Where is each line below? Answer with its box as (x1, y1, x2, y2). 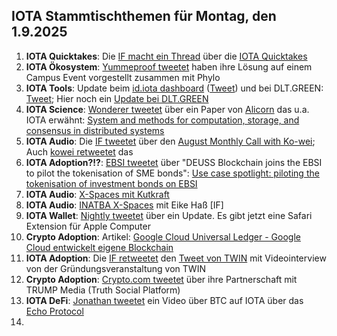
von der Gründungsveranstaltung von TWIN (25, 262, 206, 274)
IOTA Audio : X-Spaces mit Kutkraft (25, 188, 170, 200)
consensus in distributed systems (25, 124, 165, 136)
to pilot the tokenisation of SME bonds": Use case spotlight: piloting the (25, 167, 320, 179)
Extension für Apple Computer (25, 220, 151, 232)
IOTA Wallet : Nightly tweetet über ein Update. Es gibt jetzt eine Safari (25, 209, 313, 221)
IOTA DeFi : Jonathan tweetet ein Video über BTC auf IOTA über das (25, 294, 304, 306)
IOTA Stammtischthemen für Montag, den (11, 8, 277, 25)
